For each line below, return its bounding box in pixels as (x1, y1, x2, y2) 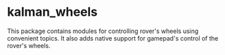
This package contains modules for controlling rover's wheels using (7, 27, 199, 35)
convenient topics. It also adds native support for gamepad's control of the (7, 34, 219, 42)
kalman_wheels (7, 4, 98, 20)
